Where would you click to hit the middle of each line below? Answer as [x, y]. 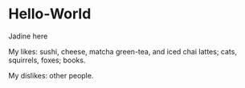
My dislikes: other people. [51, 75]
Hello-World [50, 14]
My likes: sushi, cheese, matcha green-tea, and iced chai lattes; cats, [122, 51]
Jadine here [28, 36]
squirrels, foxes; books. [47, 60]
